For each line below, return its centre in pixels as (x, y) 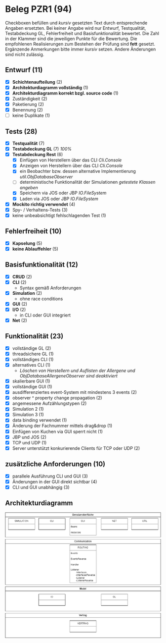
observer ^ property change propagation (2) (57, 398)
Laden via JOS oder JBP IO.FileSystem (59, 199)
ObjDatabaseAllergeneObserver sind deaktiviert (68, 375)
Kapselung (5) (27, 243)
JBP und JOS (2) (29, 437)
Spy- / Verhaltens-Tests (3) (40, 210)
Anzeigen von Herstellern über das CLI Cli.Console (71, 166)
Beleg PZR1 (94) (39, 9)
